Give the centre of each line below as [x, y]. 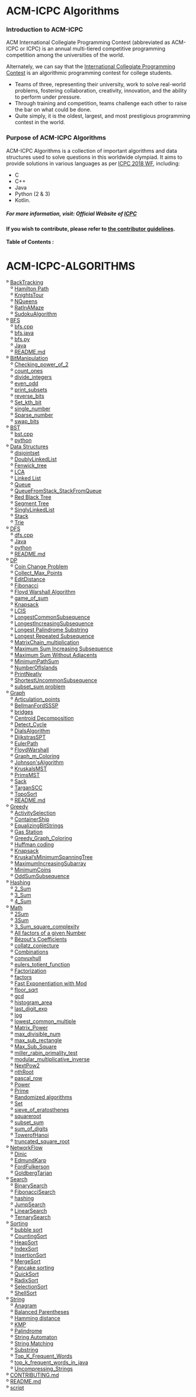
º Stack [19, 516]
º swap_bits [25, 421]
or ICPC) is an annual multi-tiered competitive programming [93, 49]
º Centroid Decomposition [42, 718]
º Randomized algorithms [41, 1097]
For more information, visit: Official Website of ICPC [72, 214]
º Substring [24, 1350]
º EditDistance [28, 579]
